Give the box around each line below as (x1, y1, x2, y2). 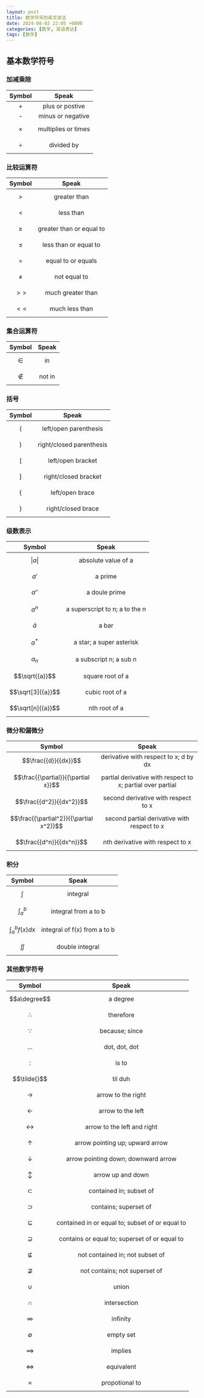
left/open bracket (48, 456, 97, 465)
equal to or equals (45, 256, 97, 265)
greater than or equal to (37, 225, 105, 233)
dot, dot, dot (104, 1042, 139, 1051)
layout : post (6, 9, 39, 15)
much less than (49, 305, 93, 313)
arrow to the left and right (84, 1122, 158, 1131)
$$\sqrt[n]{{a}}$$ (9, 704, 60, 712)
